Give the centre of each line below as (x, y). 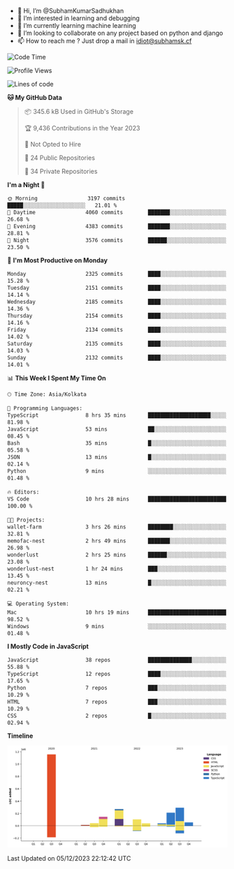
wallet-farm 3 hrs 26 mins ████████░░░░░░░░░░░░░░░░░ (117, 527)
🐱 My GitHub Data (35, 97)
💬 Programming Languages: (45, 408)
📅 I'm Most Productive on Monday (58, 260)
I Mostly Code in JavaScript (48, 646)
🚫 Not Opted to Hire (53, 144)
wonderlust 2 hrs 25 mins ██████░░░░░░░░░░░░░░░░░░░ (117, 555)
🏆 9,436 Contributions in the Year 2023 (82, 128)
